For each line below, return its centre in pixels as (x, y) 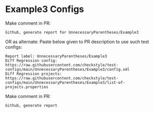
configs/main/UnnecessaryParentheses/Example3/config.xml (67, 69)
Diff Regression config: (31, 61)
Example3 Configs (45, 9)
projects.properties (27, 87)
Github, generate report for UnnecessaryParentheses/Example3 (72, 32)
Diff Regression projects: (34, 74)
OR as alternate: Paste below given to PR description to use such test (77, 42)
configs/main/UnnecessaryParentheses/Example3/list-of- (65, 82)
